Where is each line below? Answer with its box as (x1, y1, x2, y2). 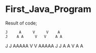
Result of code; (5, 20, 37, 26)
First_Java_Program (5, 3, 91, 15)
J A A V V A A (5, 34, 62, 39)
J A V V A (5, 29, 60, 34)
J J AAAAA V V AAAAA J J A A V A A (5, 42, 84, 48)
